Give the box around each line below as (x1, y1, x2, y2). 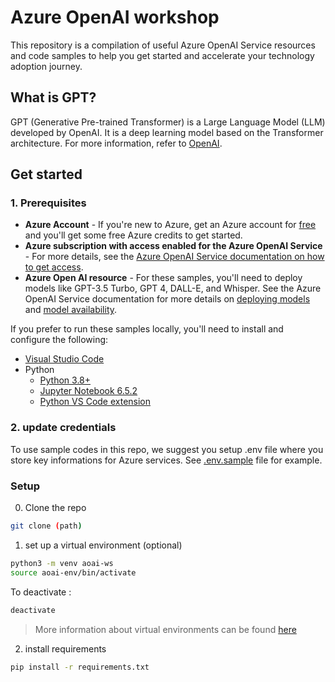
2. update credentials (10, 421, 117, 435)
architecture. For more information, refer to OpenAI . (10, 137, 223, 149)
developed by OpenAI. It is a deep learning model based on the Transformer (10, 126, 324, 138)
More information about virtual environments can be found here (34, 623, 297, 635)
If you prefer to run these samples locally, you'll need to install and (10, 323, 284, 335)
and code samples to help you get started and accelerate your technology (10, 49, 315, 61)
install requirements (24, 642, 107, 655)
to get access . (24, 261, 84, 273)
